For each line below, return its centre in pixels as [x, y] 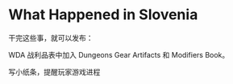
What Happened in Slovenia [103, 15]
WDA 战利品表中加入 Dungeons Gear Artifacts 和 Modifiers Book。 [119, 54]
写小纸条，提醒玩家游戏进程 [54, 72]
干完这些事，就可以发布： [51, 38]
